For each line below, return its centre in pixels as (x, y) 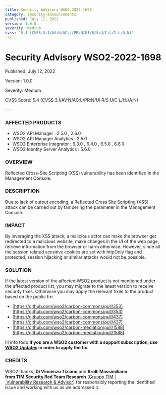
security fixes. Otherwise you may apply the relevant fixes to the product (79, 292)
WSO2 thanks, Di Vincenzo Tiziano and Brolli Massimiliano (66, 371)
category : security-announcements (41, 14)
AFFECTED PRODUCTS (33, 122)
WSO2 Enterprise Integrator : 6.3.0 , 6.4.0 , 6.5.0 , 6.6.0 (68, 144)
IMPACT (15, 225)
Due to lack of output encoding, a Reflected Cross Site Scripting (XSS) (77, 202)
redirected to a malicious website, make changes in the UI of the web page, (82, 241)
